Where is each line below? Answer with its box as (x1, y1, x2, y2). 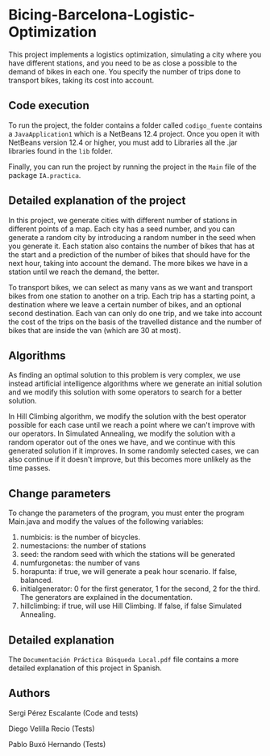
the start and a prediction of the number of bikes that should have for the (8, 249, 251, 260)
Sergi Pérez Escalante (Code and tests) (8, 707, 139, 717)
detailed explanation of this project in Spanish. (8, 663, 163, 673)
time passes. (8, 463, 51, 473)
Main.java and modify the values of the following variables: (8, 517, 204, 526)
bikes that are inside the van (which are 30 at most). (8, 325, 181, 335)
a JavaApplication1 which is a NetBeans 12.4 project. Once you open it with (8, 129, 260, 138)
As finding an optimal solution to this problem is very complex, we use (8, 370, 241, 380)
